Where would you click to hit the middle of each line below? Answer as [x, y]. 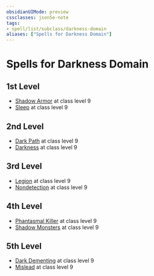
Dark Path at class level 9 [47, 141]
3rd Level [24, 166]
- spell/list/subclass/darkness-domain [56, 29]
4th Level [24, 206]
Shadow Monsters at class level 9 [57, 227]
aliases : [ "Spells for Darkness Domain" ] [59, 34]
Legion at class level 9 [43, 181]
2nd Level [25, 127]
